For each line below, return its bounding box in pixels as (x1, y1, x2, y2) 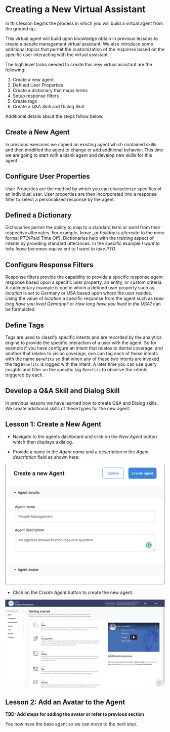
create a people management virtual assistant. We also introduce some (5, 40, 153, 47)
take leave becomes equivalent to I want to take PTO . (5, 246, 117, 252)
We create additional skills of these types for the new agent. (5, 405, 131, 411)
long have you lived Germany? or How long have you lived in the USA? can (5, 301, 161, 307)
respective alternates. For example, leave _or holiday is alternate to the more (5, 230, 165, 236)
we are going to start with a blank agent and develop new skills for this (5, 152, 153, 158)
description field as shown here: (12, 454, 80, 460)
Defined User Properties (12, 82, 63, 88)
